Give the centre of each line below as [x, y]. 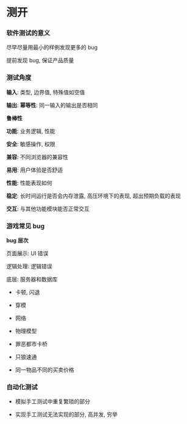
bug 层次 [17, 241]
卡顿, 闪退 [27, 292]
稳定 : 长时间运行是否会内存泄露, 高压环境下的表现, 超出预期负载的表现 [94, 196]
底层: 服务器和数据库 [32, 279]
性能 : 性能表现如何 [29, 183]
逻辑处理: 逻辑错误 [29, 266]
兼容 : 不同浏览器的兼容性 [37, 157]
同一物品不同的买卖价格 [44, 370]
